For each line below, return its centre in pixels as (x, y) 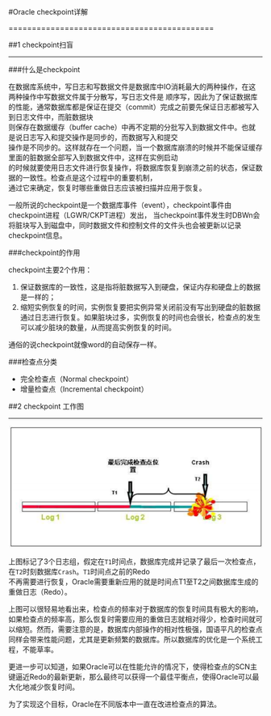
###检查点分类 (33, 362)
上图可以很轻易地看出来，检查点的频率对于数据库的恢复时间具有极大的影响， (135, 609)
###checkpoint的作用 (44, 252)
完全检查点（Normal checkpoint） (77, 379)
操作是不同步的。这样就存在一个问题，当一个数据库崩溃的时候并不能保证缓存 (135, 147)
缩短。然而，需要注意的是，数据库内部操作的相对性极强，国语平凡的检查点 (139, 629)
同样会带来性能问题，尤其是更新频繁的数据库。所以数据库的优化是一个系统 (132, 640)
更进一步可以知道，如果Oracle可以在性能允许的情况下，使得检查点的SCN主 (133, 667)
